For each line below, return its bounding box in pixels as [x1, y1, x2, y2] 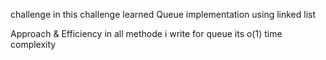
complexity [10, 39, 57, 50]
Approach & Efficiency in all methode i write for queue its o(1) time [10, 28, 283, 39]
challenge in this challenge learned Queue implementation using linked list [10, 9, 317, 20]
